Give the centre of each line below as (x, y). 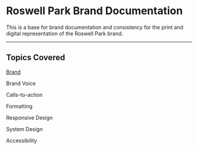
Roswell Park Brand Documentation (95, 11)
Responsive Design (29, 118)
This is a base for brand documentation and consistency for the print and (95, 27)
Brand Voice (21, 83)
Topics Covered (36, 58)
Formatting (19, 106)
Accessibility (22, 141)
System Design (24, 129)
